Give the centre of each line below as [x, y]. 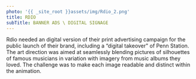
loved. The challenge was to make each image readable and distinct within [98, 65]
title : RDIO [21, 17]
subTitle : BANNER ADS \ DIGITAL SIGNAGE [58, 23]
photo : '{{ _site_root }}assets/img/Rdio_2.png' [68, 12]
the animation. [24, 71]
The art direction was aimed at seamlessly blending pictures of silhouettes [98, 52]
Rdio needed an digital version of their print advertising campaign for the [96, 40]
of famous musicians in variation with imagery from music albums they [94, 59]
